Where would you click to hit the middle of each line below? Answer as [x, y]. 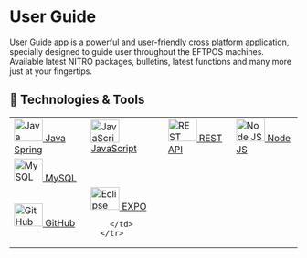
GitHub [60, 222]
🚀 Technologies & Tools [77, 100]
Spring [28, 150]
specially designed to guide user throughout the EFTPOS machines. [137, 51]
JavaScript [114, 148]
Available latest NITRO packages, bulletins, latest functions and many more [151, 61]
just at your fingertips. [51, 71]
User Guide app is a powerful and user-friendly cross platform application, [149, 42]
